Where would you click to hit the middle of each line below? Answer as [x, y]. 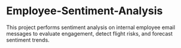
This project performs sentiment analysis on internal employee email [91, 27]
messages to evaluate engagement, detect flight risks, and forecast [89, 33]
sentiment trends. [28, 40]
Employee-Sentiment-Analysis [85, 11]
